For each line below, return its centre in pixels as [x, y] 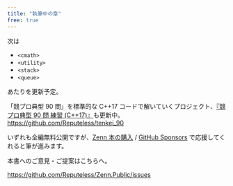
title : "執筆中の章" [34, 14]
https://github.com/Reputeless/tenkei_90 [65, 123]
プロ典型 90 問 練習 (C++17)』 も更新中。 [65, 115]
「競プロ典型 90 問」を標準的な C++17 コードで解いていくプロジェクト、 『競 [116, 106]
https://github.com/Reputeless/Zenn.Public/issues [79, 174]
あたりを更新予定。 [35, 91]
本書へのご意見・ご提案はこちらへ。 [59, 160]
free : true [23, 20]
